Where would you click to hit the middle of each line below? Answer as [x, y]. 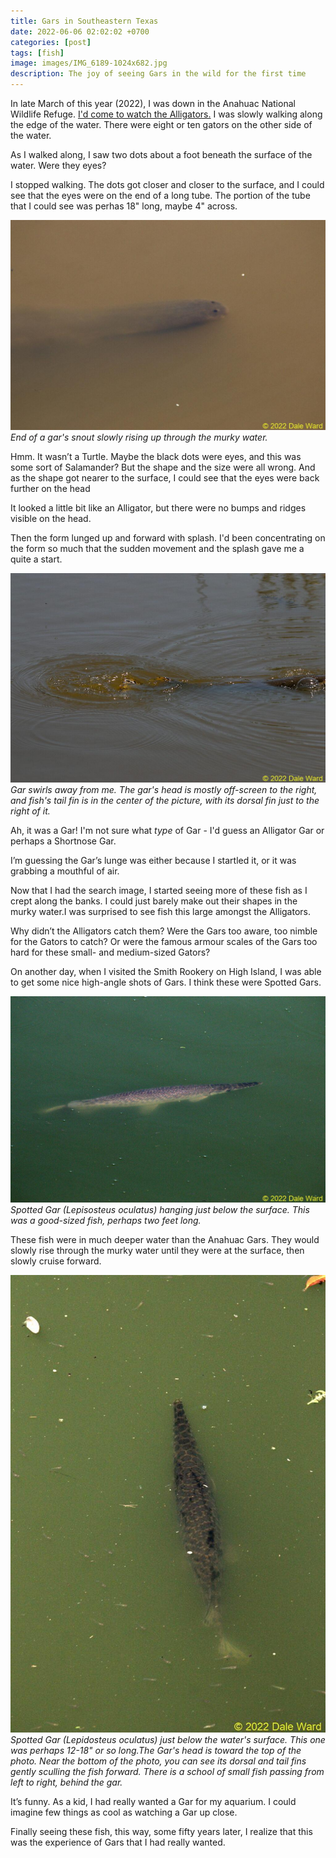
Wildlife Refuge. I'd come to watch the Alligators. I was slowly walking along [166, 114]
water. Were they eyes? [58, 165]
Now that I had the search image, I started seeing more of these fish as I [159, 891]
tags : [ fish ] [37, 53]
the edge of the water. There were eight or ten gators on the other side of [161, 124]
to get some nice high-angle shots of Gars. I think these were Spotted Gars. [166, 982]
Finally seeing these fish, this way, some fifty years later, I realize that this [161, 1832]
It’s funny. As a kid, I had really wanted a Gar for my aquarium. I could [153, 1802]
